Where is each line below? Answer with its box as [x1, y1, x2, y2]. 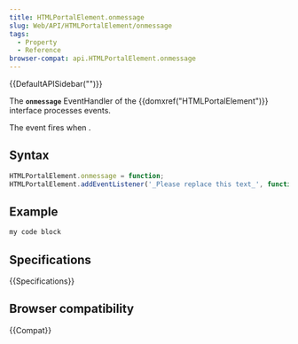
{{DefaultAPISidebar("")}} [9, 79, 103, 89]
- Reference [17, 46, 62, 55]
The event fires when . [9, 122, 91, 133]
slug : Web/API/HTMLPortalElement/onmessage [9, 21, 173, 30]
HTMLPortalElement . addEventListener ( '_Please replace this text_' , [9, 179, 264, 189]
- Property [17, 37, 58, 47]
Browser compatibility [9, 301, 135, 317]
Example [9, 204, 59, 219]
